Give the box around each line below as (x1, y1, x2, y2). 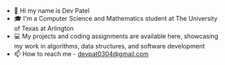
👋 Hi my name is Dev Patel (13, 7, 90, 15)
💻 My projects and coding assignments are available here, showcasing (13, 32, 219, 40)
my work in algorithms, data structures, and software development (13, 42, 205, 50)
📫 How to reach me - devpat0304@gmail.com (13, 50, 149, 58)
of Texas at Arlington (13, 24, 75, 32)
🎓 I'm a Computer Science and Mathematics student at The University (13, 15, 218, 22)
